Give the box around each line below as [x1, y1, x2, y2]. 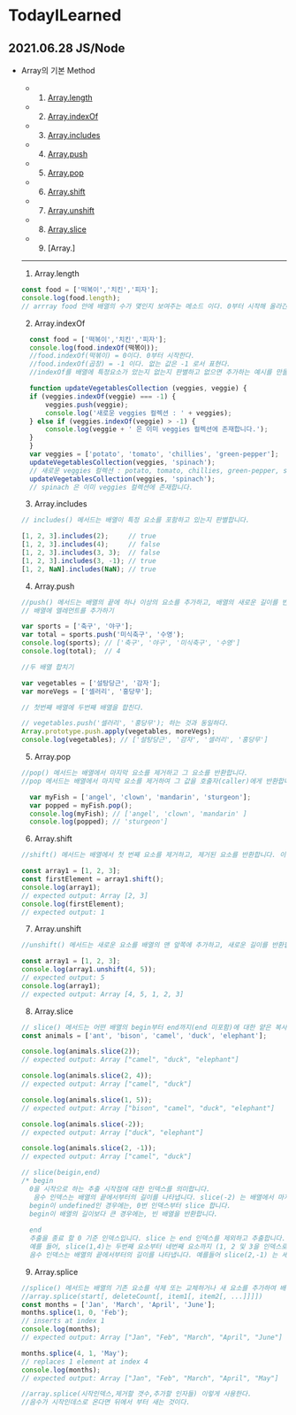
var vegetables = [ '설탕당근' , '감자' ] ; [20, 678, 161, 687]
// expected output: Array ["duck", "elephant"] [20, 1128, 204, 1137]
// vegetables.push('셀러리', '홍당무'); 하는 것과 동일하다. [20, 719, 229, 728]
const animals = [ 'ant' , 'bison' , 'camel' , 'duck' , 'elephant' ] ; [20, 1031, 267, 1040]
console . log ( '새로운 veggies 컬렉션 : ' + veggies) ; [44, 408, 232, 417]
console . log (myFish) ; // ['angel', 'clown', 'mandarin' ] [29, 809, 247, 818]
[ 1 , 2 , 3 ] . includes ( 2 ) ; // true [20, 532, 156, 541]
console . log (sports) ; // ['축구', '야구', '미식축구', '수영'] [20, 638, 240, 647]
